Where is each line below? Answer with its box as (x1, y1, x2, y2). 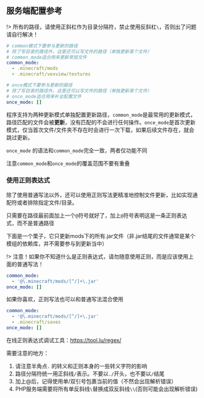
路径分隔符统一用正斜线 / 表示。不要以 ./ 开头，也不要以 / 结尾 (15, 370, 165, 377)
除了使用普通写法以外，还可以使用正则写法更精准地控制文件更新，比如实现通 (6, 191, 198, 198)
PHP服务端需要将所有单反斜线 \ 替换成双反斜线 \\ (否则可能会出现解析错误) (15, 385, 198, 393)
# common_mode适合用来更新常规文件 (6, 54, 87, 60)
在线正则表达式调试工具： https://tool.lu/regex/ (6, 337, 121, 344)
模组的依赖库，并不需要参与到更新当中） (6, 240, 107, 247)
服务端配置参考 (6, 5, 63, 16)
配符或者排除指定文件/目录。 (6, 198, 78, 206)
